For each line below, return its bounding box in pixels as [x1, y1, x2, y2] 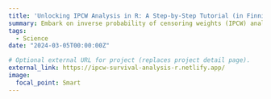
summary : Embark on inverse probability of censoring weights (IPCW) [8, 19, 248, 27]
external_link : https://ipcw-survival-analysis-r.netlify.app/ [8, 64, 226, 72]
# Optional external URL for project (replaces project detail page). [8, 56, 251, 64]
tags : [8, 27, 27, 35]
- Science [15, 34, 48, 43]
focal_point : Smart [15, 78, 81, 87]
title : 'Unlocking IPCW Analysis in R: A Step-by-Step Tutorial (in [8, 11, 244, 20]
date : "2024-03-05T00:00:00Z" [8, 42, 110, 50]
